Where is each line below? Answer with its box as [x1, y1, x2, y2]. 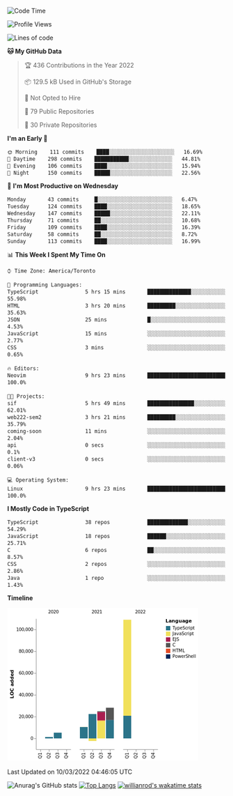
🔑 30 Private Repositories [24, 121, 97, 129]
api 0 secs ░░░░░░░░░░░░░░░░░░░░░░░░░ [7, 442, 226, 449]
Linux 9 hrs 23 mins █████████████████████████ [7, 485, 226, 492]
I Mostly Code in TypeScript [7, 505, 89, 512]
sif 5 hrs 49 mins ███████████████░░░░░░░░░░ [7, 400, 226, 407]
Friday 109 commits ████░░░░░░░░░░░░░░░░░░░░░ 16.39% [7, 224, 200, 231]
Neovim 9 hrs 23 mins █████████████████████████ [7, 372, 226, 379]
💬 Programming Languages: [7, 282, 82, 289]
